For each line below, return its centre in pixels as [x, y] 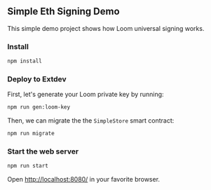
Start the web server [43, 151]
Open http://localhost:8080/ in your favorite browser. [83, 179]
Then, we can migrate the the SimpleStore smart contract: [91, 121]
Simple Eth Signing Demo [64, 12]
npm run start [28, 166]
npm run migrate [31, 134]
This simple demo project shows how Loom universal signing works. [106, 28]
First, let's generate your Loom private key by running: [86, 95]
